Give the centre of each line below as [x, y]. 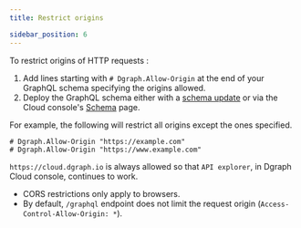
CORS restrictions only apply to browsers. [101, 193]
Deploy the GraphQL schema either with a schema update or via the [150, 98]
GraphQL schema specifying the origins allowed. [114, 88]
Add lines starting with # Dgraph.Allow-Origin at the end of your [143, 78]
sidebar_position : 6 [49, 34]
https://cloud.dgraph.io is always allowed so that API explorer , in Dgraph [150, 166]
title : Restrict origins [57, 18]
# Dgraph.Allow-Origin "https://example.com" [97, 141]
